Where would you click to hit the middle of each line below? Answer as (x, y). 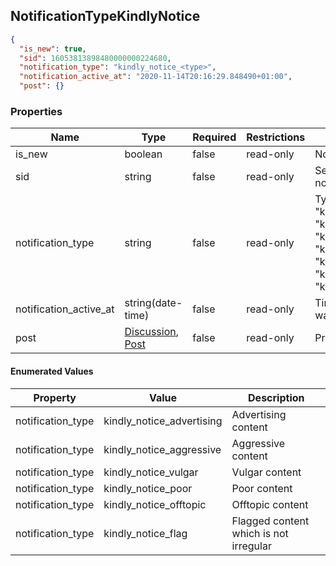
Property (55, 397)
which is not (260, 533)
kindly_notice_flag (145, 533)
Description (276, 397)
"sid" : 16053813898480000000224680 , (95, 58)
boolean (143, 154)
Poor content (262, 488)
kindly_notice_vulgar (151, 472)
